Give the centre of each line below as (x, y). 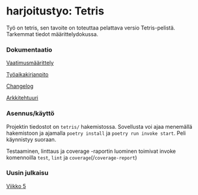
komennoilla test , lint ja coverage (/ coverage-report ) (72, 157)
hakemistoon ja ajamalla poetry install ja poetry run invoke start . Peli (96, 133)
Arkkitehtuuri (22, 98)
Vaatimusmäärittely (30, 63)
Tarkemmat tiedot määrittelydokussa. (52, 34)
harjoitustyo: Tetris (55, 11)
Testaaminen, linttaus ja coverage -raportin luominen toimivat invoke (91, 151)
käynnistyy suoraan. (31, 139)
